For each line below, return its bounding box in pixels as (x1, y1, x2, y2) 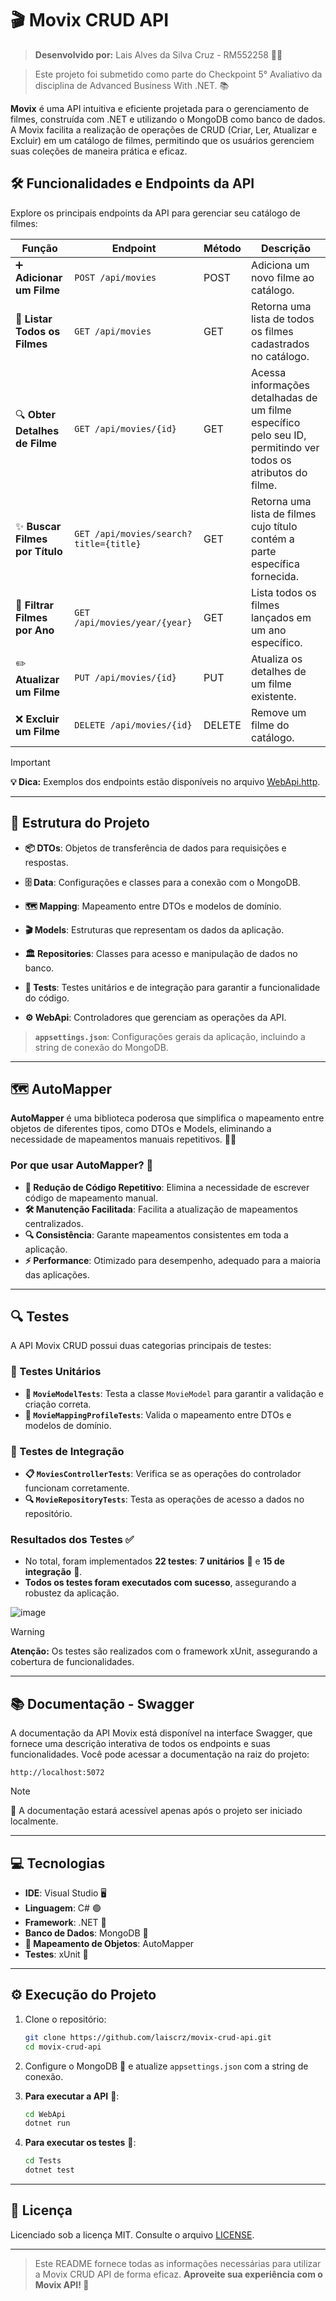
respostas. (24, 856, 69, 868)
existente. (250, 689, 297, 703)
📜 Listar (15, 312, 53, 326)
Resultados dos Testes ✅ (10, 1533, 135, 1546)
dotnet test (24, 2165, 75, 2176)
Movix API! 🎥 (34, 2278, 90, 2291)
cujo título (250, 519, 298, 533)
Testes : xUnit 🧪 (24, 1948, 89, 1960)
